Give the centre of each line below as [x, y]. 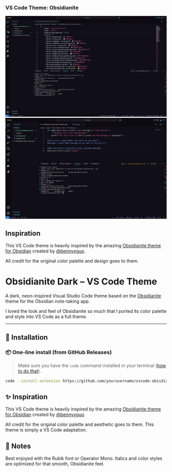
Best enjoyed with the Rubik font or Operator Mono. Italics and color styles [84, 458]
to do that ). [29, 371]
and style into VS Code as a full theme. [46, 317]
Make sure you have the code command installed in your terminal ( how [92, 366]
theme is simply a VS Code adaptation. [46, 430]
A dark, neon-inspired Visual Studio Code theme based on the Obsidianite [83, 296]
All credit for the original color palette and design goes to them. [72, 261]
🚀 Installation [27, 338]
